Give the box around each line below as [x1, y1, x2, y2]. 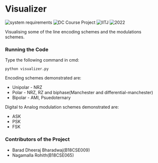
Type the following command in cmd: [5, 57, 79, 63]
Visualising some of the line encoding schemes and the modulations [5, 29, 142, 34]
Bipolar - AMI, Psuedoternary [12, 95, 71, 100]
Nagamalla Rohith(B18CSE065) [12, 152, 74, 158]
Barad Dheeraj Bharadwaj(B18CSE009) [12, 147, 90, 153]
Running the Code [5, 46, 49, 53]
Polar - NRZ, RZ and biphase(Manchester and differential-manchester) [12, 90, 153, 96]
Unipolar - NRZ [12, 84, 43, 90]
